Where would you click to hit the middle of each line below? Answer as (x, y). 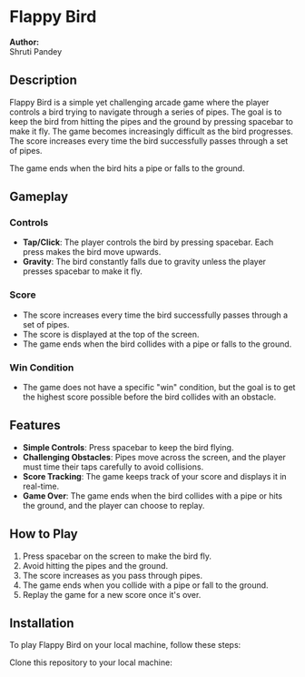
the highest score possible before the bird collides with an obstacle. (149, 397)
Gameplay (39, 197)
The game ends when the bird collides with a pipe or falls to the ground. (157, 344)
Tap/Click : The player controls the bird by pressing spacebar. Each (148, 242)
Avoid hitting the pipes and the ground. (95, 565)
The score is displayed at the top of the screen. (111, 334)
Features (35, 425)
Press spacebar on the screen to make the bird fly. (117, 556)
